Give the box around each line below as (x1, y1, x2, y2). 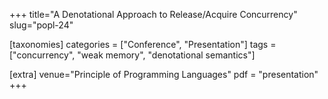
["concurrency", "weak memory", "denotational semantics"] (9, 49, 256, 61)
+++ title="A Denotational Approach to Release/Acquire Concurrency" (9, 9, 298, 20)
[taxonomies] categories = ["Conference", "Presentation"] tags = (9, 39, 277, 50)
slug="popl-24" (9, 19, 74, 31)
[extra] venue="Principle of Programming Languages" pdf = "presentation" (9, 69, 319, 80)
